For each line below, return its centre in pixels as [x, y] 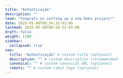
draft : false [18, 32]
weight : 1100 [18, 37]
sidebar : [14, 41]
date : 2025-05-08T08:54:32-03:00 [39, 23]
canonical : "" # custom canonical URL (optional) [61, 63]
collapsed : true [26, 46]
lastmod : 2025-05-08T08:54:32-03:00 [42, 28]
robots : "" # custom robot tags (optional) [54, 68]
